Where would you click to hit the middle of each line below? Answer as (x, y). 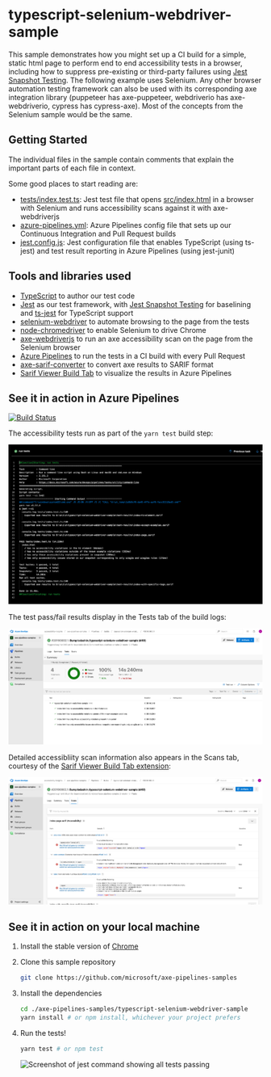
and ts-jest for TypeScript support (77, 313)
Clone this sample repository (68, 962)
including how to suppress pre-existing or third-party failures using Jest (128, 71)
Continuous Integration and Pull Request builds (98, 233)
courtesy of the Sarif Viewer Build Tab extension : (90, 766)
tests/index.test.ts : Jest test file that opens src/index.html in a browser (137, 199)
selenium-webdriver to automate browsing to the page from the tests (135, 322)
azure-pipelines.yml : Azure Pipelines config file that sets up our (125, 225)
